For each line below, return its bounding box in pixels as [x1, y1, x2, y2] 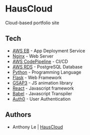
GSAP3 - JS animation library [12, 80, 73, 86]
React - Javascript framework [12, 85, 74, 91]
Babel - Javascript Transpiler [12, 90, 72, 96]
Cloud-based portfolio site [5, 20, 59, 26]
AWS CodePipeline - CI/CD [12, 58, 68, 64]
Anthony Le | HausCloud [12, 124, 63, 130]
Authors [5, 110, 31, 119]
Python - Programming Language [12, 69, 81, 75]
